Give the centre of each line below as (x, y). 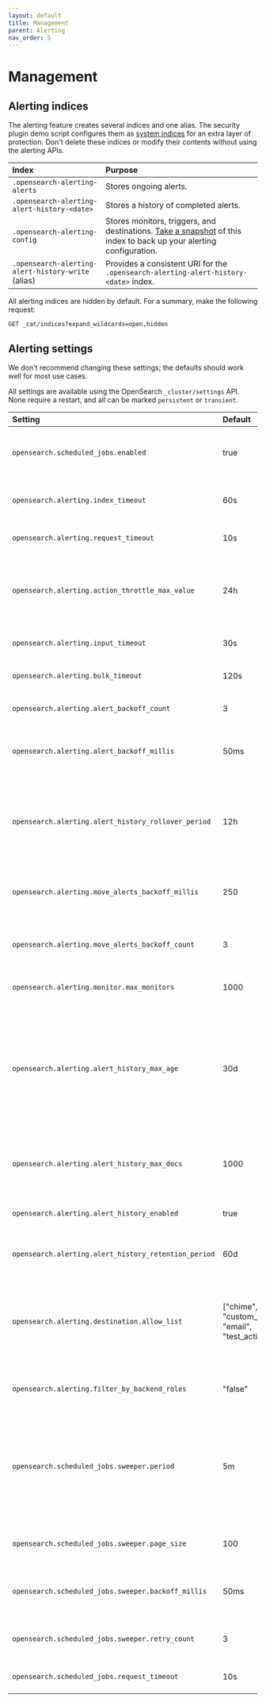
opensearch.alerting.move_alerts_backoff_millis (106, 892)
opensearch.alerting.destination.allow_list (97, 1322)
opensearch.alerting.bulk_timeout (77, 676)
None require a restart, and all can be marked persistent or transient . (123, 400)
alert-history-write (51, 272)
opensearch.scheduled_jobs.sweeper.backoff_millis (110, 1591)
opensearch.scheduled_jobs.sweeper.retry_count (104, 1639)
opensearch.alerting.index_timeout (79, 500)
